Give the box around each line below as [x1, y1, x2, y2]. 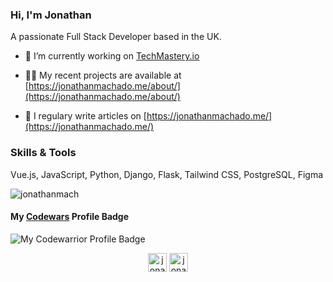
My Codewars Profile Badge [10, 211, 130, 223]
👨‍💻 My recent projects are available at [24, 69, 182, 82]
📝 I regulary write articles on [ [24, 110, 147, 122]
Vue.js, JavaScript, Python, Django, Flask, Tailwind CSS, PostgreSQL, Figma [10, 168, 324, 180]
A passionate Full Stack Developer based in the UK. [10, 31, 222, 43]
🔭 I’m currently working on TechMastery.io [24, 50, 200, 62]
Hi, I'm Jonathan [10, 8, 92, 22]
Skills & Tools [10, 146, 77, 160]
